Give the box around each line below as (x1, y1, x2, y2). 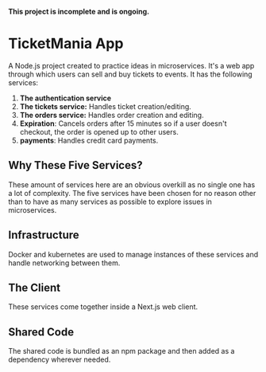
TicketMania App (8, 35, 124, 53)
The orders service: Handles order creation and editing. (19, 110, 204, 119)
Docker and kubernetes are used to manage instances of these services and (8, 249, 259, 259)
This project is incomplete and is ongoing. (8, 7, 149, 16)
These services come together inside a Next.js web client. (8, 302, 199, 311)
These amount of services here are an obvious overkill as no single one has (8, 179, 256, 190)
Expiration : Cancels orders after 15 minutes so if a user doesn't (19, 119, 227, 128)
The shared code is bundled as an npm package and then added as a (8, 347, 235, 356)
